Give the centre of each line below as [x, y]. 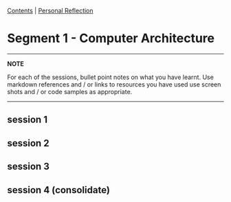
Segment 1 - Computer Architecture [111, 38]
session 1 [27, 120]
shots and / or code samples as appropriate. [70, 91]
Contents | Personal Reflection [51, 11]
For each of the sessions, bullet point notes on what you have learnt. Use [111, 77]
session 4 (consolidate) [58, 190]
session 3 [28, 167]
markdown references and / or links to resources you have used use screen [114, 84]
